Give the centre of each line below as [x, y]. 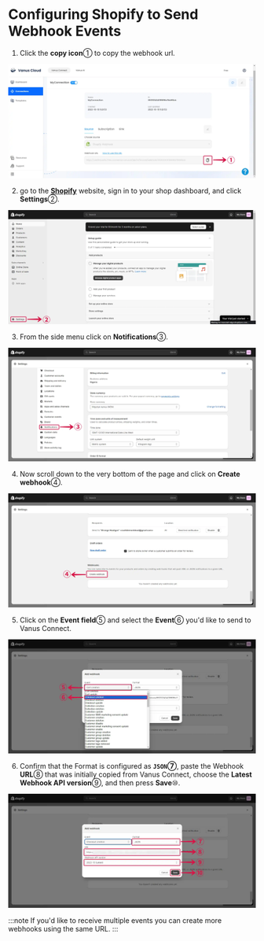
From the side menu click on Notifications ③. [94, 337]
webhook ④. [41, 482]
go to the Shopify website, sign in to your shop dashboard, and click [130, 190]
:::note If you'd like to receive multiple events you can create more [115, 920]
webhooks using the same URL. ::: [63, 928]
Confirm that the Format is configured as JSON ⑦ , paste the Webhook [132, 766]
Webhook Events [65, 31]
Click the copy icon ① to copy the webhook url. [97, 53]
